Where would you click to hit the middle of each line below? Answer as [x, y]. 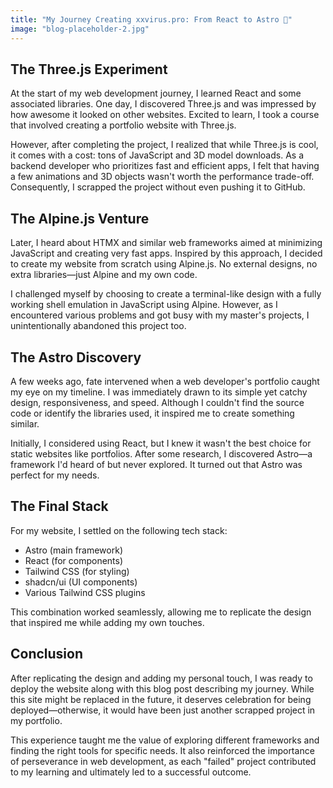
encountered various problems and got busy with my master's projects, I [160, 315]
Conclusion [47, 654]
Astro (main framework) [73, 550]
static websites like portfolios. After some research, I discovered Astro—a [161, 453]
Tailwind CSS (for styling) [77, 571]
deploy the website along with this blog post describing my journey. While [162, 688]
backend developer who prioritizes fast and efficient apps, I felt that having [165, 166]
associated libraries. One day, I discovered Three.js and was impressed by [163, 104]
